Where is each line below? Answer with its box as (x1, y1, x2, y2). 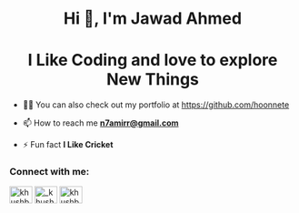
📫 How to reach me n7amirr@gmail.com (22, 117, 179, 128)
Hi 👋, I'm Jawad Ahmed (63, 8, 243, 29)
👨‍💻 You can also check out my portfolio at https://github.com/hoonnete (22, 99, 290, 110)
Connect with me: (9, 166, 90, 178)
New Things (105, 69, 200, 90)
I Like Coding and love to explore (27, 50, 278, 71)
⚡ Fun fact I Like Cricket (22, 139, 114, 150)
